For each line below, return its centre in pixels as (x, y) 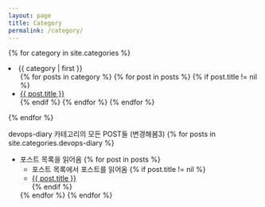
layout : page (30, 16)
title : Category (35, 23)
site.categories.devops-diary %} (62, 143)
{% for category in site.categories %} (70, 53)
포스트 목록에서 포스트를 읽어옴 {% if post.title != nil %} (119, 170)
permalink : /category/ (46, 30)
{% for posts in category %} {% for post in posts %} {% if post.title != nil (138, 77)
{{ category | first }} (51, 68)
